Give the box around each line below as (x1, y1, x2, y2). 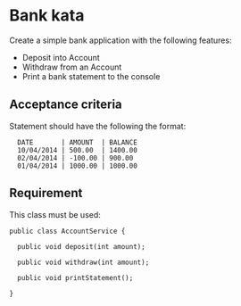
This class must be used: (9, 209, 101, 219)
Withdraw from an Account (21, 62, 122, 72)
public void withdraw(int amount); (17, 258, 150, 267)
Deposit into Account (21, 52, 100, 62)
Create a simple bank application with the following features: (9, 35, 232, 45)
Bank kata (9, 5, 85, 26)
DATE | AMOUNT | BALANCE (17, 137, 138, 147)
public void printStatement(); (17, 273, 134, 282)
